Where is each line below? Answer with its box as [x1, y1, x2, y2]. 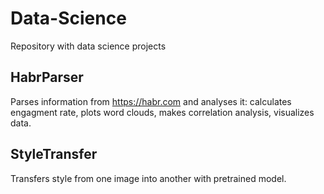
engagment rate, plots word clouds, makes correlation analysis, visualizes [10, 106, 315, 118]
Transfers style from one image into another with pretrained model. [10, 172, 287, 184]
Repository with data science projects [10, 40, 167, 52]
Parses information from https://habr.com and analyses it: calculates [10, 95, 292, 107]
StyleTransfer [10, 146, 98, 163]
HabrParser [10, 69, 84, 86]
